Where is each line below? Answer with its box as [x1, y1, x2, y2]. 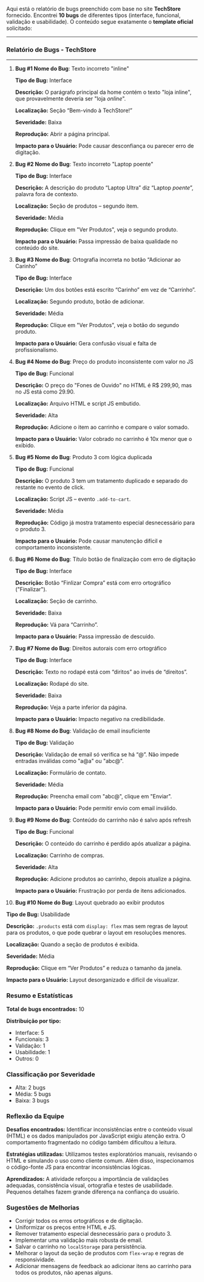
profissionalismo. [15, 347, 58, 354]
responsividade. [15, 1256, 56, 1263]
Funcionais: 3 [15, 1035, 49, 1043]
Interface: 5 [15, 1029, 44, 1036]
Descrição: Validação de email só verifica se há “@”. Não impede [15, 751, 179, 758]
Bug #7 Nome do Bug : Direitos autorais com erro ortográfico [15, 645, 167, 652]
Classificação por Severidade [6, 1070, 95, 1079]
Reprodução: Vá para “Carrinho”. [15, 621, 98, 629]
